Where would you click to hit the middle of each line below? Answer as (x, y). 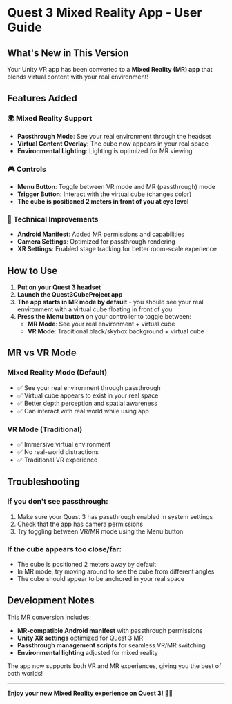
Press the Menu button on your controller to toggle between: (104, 317)
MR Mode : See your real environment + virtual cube (101, 324)
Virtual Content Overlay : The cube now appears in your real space (113, 144)
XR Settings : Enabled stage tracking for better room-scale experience (117, 249)
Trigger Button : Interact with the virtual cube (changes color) (104, 194)
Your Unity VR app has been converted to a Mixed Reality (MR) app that (110, 69)
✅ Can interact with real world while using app (83, 411)
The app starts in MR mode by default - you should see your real (110, 302)
